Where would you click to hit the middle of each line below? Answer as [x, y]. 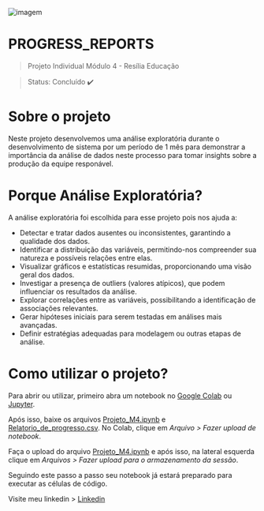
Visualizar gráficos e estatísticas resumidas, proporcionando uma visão [136, 266]
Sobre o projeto [59, 116]
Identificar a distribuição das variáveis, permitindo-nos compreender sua [138, 250]
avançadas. [38, 325]
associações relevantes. [59, 308]
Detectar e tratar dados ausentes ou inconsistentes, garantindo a [125, 232]
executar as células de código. [58, 483]
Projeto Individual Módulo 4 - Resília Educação [103, 66]
